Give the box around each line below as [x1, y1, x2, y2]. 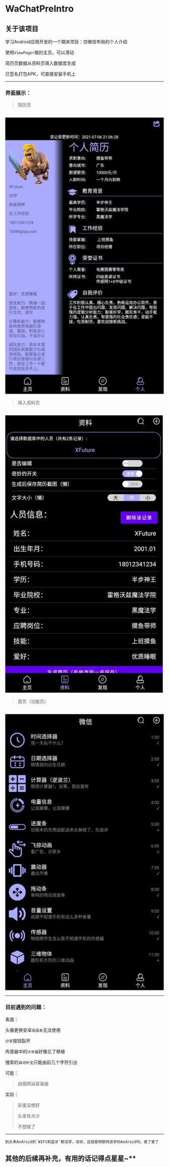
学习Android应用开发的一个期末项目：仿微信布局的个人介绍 [5, 39, 127, 44]
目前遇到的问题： [5, 1004, 47, 1011]
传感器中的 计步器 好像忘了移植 [5, 1048, 65, 1054]
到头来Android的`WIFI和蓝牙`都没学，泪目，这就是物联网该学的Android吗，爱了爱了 [5, 1139, 159, 1144]
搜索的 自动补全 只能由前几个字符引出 [5, 1059, 78, 1065]
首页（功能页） [17, 698, 49, 704]
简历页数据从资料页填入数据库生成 [5, 60, 76, 66]
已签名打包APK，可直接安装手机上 [5, 71, 76, 77]
